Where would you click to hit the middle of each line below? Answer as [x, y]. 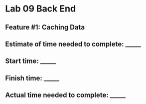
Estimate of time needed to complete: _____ [73, 44]
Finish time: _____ [32, 78]
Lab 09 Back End [41, 9]
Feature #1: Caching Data [45, 27]
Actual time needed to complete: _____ [66, 95]
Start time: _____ [31, 61]
